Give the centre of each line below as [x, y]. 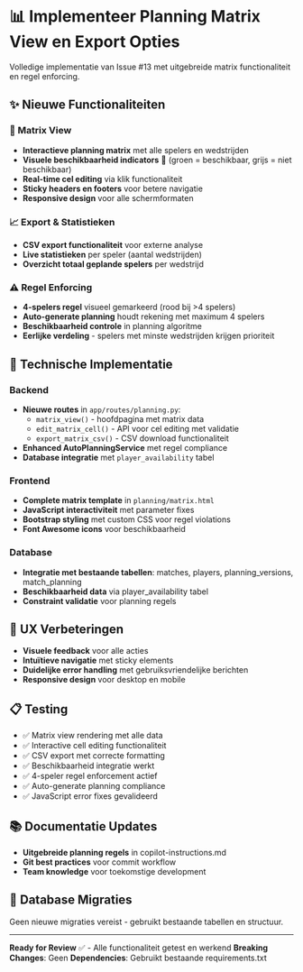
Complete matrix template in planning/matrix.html [118, 500]
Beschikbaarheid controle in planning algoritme [112, 326]
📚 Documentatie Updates [83, 826]
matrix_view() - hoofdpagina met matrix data [120, 418]
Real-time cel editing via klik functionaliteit [102, 179]
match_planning [52, 582]
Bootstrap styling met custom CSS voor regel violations [127, 519]
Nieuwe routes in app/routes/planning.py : [101, 409]
